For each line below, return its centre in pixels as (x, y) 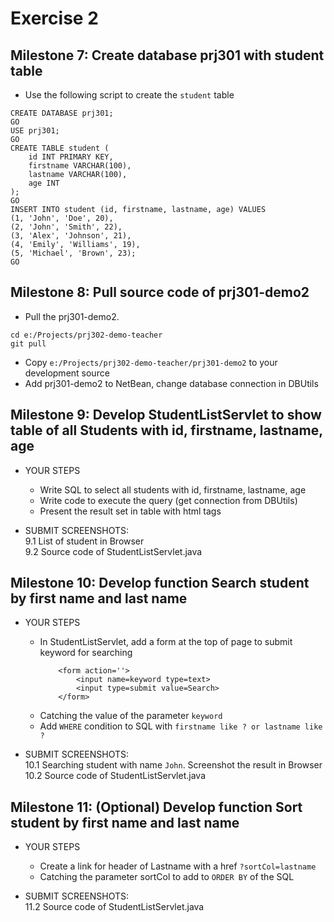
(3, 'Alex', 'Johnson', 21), (71, 236)
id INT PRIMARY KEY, (71, 157)
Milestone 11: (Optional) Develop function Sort (156, 807)
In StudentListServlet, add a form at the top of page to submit (166, 642)
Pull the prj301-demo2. (72, 316)
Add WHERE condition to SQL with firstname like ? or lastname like (181, 726)
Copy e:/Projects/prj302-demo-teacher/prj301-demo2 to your (151, 362)
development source (67, 373)
